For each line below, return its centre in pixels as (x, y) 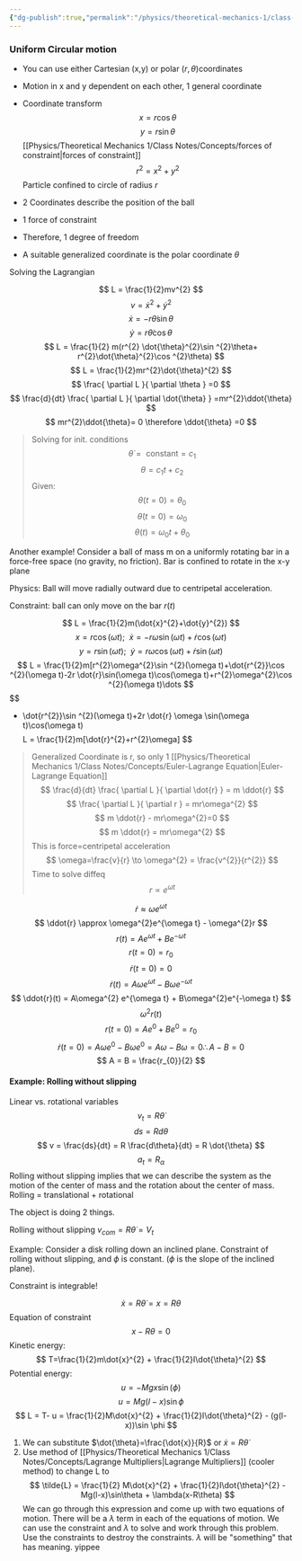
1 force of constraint (59, 219)
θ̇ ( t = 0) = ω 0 (162, 517)
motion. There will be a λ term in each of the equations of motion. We (151, 1518)
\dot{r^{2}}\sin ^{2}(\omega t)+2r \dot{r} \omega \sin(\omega (136, 716)
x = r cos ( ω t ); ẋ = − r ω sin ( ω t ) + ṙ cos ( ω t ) (151, 637)
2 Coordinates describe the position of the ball (108, 202)
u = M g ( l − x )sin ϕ (151, 1401)
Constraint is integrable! (54, 1286)
